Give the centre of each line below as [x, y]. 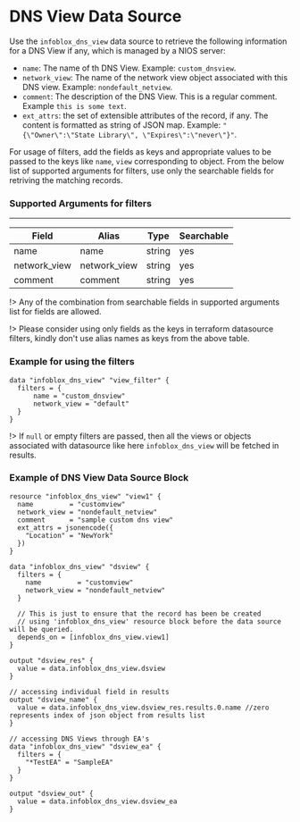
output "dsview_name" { [54, 700]
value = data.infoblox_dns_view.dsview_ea [97, 801]
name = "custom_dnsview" [79, 396]
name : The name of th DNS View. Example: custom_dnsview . [129, 68]
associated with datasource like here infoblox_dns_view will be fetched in [144, 445]
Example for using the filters [72, 362]
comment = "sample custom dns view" [96, 520]
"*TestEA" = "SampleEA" [70, 762]
